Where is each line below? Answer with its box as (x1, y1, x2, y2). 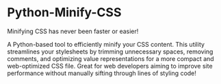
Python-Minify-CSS (7, 5, 122, 20)
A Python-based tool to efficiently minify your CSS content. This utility (7, 40, 205, 48)
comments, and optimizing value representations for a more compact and (7, 54, 214, 62)
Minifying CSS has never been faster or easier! (7, 27, 139, 35)
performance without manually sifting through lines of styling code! (7, 69, 197, 77)
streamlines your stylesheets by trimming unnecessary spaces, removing (7, 47, 213, 56)
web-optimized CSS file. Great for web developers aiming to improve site (7, 62, 213, 70)
